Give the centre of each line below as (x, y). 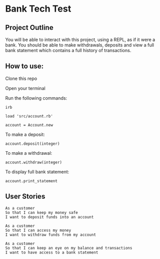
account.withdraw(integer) (34, 162)
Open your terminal (25, 88)
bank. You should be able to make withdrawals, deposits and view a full (80, 45)
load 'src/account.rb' (29, 116)
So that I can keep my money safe (42, 212)
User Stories (25, 197)
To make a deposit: (25, 134)
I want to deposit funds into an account (50, 217)
